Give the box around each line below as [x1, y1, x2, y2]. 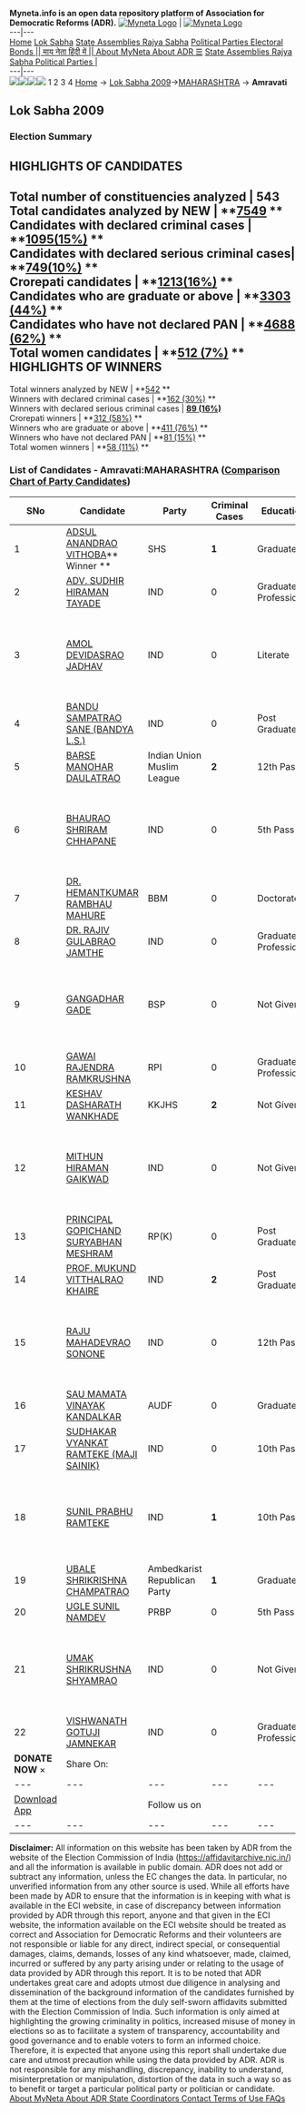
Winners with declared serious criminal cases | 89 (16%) [9, 403, 221, 414]
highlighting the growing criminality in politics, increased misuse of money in [9, 2015, 296, 2027]
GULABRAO [65, 935, 116, 948]
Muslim [147, 760, 179, 772]
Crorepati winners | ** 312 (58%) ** [9, 412, 143, 423]
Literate [257, 648, 290, 661]
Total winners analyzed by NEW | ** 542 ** [9, 383, 171, 394]
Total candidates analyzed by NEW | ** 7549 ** [9, 203, 283, 219]
